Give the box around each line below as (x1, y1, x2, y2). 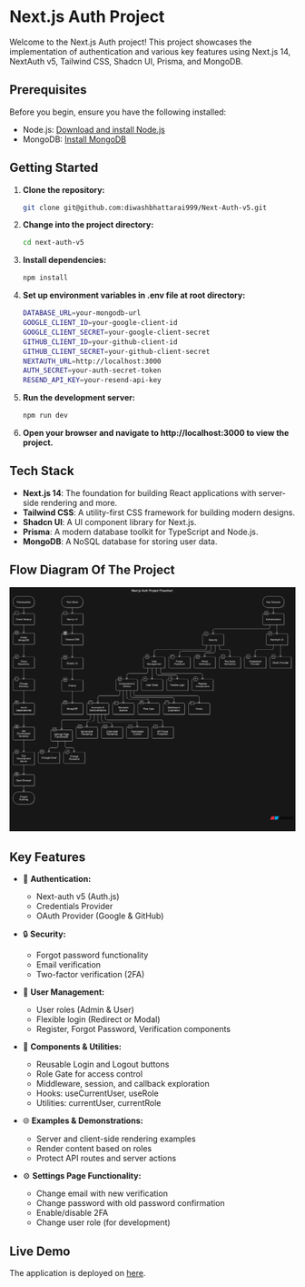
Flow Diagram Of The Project (9, 562, 175, 578)
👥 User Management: (22, 987, 105, 998)
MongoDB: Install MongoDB (22, 134, 127, 145)
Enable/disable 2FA (35, 1208, 109, 1219)
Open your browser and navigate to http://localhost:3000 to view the (22, 428, 290, 439)
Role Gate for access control (35, 1069, 143, 1079)
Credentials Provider (35, 901, 113, 912)
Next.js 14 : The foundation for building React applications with (22, 487, 257, 498)
